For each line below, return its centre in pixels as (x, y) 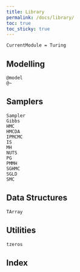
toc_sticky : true (28, 29)
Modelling (26, 64)
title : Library (25, 12)
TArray (15, 212)
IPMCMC (15, 137)
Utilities (21, 231)
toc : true (19, 23)
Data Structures (37, 198)
